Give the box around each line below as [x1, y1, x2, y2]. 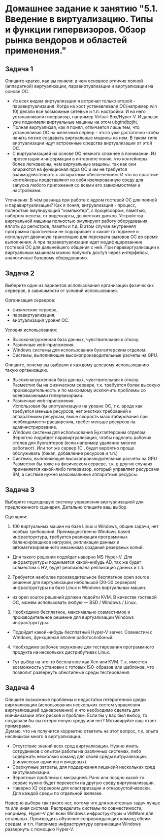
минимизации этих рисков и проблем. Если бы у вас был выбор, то [5, 712, 148, 718]
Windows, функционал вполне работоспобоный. [12, 634, 114, 640]
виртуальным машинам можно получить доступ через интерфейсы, [5, 249, 149, 255]
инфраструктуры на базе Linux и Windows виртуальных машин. [12, 585, 147, 591]
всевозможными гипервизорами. [12, 392, 84, 398]
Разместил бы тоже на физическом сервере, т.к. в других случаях [12, 461, 153, 467]
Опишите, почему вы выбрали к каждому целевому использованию [5, 362, 149, 368]
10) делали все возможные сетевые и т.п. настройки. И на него [12, 108, 146, 114]
